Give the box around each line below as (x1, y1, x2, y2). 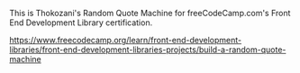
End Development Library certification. (9, 17, 153, 28)
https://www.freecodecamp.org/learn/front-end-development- (9, 35, 241, 45)
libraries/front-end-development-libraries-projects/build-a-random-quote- (9, 44, 286, 55)
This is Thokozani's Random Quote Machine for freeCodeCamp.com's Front (9, 8, 291, 18)
